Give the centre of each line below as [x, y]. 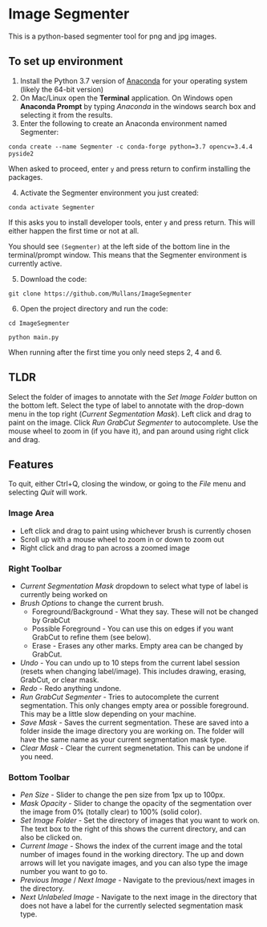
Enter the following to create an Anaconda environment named [123, 123]
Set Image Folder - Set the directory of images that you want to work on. [140, 820]
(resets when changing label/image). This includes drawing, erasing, [133, 671]
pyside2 [21, 153]
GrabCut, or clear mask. [59, 680]
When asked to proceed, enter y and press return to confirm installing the [129, 169]
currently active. [35, 263]
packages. [26, 177]
